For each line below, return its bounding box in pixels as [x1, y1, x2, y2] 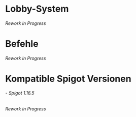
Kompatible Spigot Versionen [5, 73, 131, 84]
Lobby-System [5, 3, 69, 15]
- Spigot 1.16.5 [5, 90, 35, 96]
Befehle [5, 38, 39, 49]
